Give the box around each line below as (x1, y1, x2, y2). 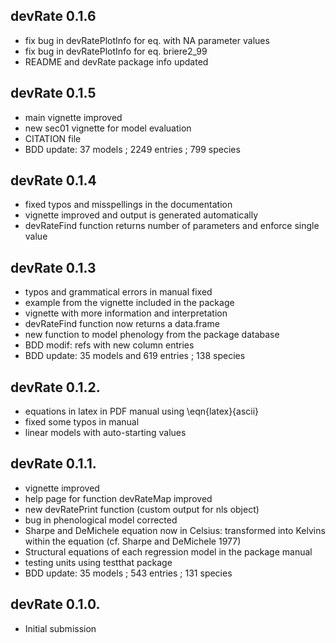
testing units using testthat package (24, 556, 173, 568)
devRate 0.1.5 (10, 85, 97, 102)
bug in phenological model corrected (24, 514, 178, 526)
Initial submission (24, 622, 97, 634)
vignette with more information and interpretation (24, 307, 228, 319)
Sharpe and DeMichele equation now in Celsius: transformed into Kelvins (24, 524, 326, 536)
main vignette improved (24, 111, 123, 123)
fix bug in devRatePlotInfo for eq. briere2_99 (24, 45, 208, 57)
